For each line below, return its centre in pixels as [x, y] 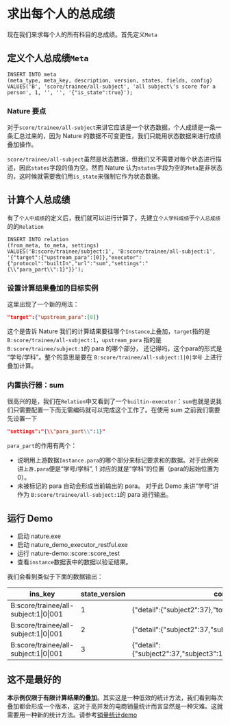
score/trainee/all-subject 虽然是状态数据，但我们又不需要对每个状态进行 [111, 159]
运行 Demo [30, 518]
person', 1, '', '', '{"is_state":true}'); [70, 92]
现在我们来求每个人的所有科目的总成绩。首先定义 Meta [82, 34]
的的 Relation [26, 226]
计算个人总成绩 [39, 200]
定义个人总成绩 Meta [48, 58]
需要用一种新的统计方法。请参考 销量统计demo [72, 715]
